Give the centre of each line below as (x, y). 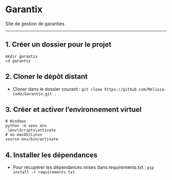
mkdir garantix (21, 56)
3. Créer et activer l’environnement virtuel (73, 109)
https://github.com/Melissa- (135, 89)
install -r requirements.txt (44, 172)
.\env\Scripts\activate (31, 130)
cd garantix (18, 61)
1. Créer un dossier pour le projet (58, 45)
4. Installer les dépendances (51, 155)
